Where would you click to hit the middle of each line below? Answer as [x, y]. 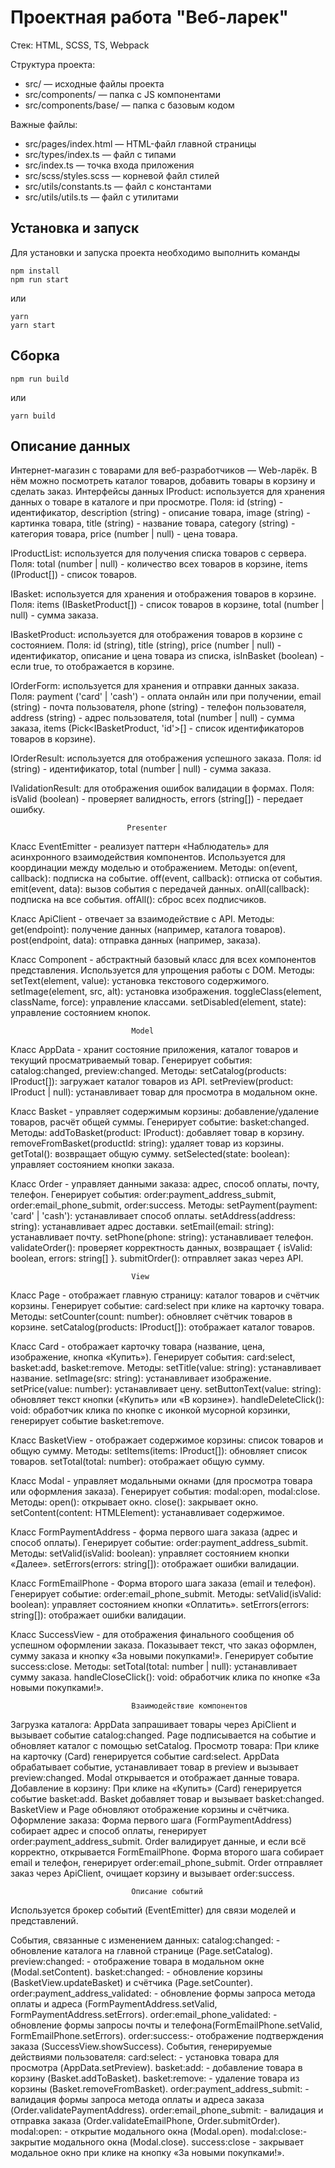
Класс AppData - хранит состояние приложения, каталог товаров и [154, 1050]
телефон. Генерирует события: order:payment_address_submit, [143, 1195]
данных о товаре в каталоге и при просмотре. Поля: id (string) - [147, 502]
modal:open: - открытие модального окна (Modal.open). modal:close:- [159, 2132]
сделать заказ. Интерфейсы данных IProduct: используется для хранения [167, 492]
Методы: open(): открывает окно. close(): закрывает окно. [134, 1502]
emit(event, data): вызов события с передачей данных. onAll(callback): [160, 889]
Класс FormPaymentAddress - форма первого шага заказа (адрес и [154, 1532]
